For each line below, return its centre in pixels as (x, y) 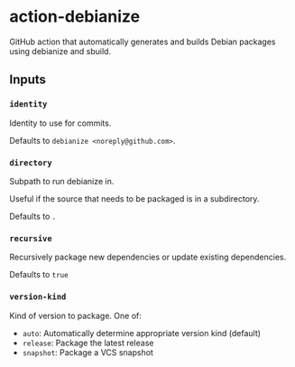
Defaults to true (39, 275)
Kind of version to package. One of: (76, 315)
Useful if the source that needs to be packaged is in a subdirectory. (134, 198)
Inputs (28, 80)
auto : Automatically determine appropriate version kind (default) (142, 333)
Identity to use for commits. (60, 123)
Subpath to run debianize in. (62, 181)
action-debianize (75, 17)
